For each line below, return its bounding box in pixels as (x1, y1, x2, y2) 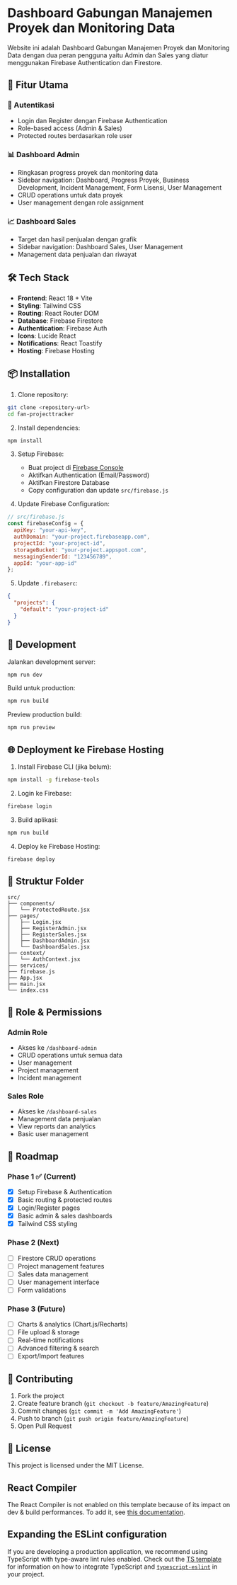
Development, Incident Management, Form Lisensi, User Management (17, 183, 222, 192)
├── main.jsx (7, 980, 46, 988)
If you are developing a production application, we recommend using (7, 1547, 208, 1555)
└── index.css (7, 987, 50, 994)
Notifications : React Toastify (17, 339, 103, 348)
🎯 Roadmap (7, 1150, 59, 1162)
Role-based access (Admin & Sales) (17, 124, 122, 132)
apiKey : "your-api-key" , (13, 527, 87, 534)
